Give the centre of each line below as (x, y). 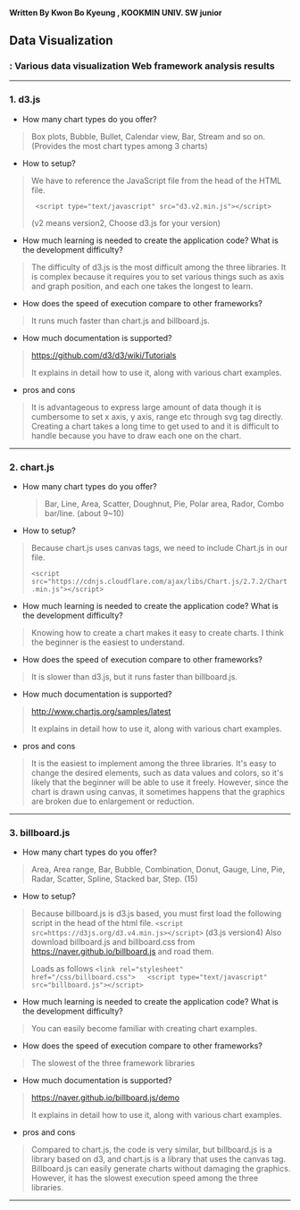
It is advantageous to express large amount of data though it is (146, 407)
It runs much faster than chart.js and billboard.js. (120, 321)
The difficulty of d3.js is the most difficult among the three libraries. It (158, 267)
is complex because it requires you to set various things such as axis (158, 276)
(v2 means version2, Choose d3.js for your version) (126, 222)
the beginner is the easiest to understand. (108, 642)
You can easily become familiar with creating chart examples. (144, 1029)
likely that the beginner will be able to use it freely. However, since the (159, 782)
